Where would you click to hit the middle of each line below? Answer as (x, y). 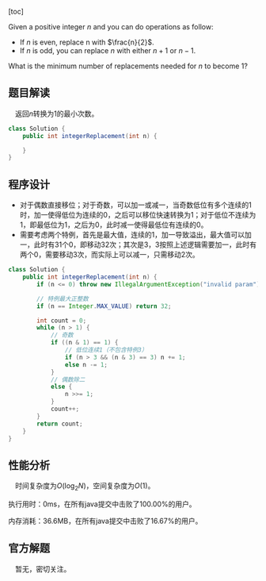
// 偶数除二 (68, 379)
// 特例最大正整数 (63, 298)
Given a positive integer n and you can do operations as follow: (111, 27)
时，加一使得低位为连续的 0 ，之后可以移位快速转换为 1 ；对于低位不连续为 (138, 215)
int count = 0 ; (62, 321)
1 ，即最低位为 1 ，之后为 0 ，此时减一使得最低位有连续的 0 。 (114, 225)
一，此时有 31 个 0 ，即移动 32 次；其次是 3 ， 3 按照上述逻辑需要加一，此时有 (138, 244)
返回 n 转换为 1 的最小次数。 (57, 114)
